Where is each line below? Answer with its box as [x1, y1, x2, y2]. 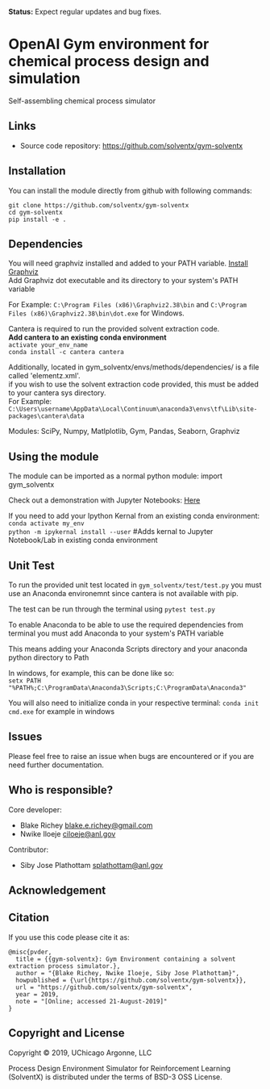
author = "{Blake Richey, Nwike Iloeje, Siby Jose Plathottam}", [15, 969, 240, 977]
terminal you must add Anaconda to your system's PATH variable [8, 628, 224, 638]
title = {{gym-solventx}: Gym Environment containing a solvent [15, 955, 236, 963]
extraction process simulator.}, [8, 962, 121, 970]
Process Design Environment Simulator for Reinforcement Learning [8, 1063, 231, 1073]
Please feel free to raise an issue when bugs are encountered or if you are [8, 751, 255, 761]
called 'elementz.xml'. [8, 371, 81, 381]
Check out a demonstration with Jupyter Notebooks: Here [8, 495, 201, 505]
